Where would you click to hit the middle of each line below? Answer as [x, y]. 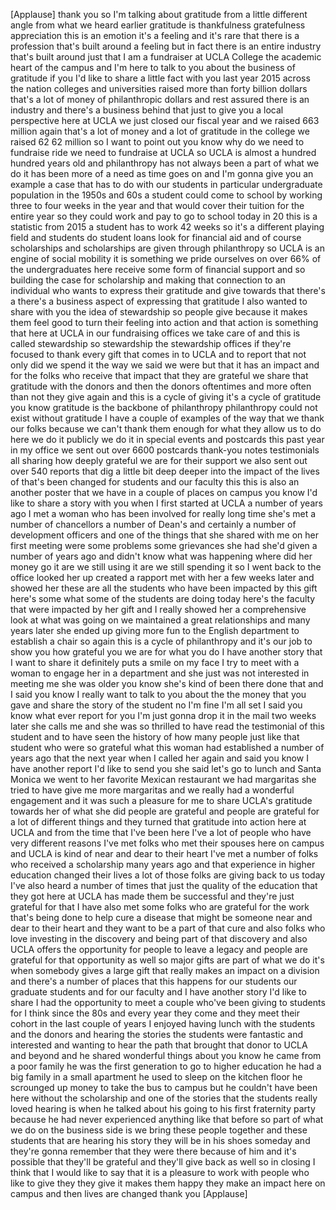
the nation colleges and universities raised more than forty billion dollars [159, 88]
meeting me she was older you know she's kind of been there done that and [167, 683]
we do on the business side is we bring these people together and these [159, 1130]
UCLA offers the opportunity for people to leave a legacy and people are [159, 949]
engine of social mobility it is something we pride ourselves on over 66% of [166, 258]
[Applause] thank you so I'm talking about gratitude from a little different [159, 14]
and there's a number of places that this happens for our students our [154, 981]
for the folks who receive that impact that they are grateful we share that [159, 375]
